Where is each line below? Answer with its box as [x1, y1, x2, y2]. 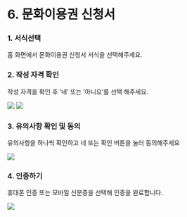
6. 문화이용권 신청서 [7, 6, 116, 23]
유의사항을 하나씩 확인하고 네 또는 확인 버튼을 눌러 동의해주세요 [7, 139, 181, 147]
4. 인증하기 [7, 171, 43, 180]
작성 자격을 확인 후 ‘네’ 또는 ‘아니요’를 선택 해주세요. [7, 87, 149, 96]
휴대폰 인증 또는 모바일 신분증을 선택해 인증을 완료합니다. [7, 188, 163, 197]
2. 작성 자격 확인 [7, 70, 60, 80]
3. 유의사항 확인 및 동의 [7, 121, 81, 131]
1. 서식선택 [7, 33, 41, 43]
